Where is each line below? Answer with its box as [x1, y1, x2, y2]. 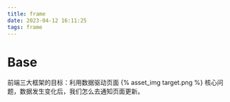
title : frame [7, 10, 46, 18]
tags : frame [7, 23, 42, 30]
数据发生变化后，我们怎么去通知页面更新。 [19, 87, 144, 96]
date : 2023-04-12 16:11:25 [7, 17, 87, 24]
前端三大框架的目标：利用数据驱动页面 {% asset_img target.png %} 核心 [7, 79, 217, 87]
